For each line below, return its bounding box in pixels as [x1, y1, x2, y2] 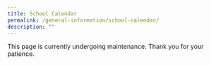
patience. [7, 50, 35, 58]
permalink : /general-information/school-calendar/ [7, 17, 159, 24]
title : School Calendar [7, 10, 78, 17]
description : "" [7, 23, 55, 30]
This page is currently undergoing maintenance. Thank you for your [7, 43, 204, 51]
